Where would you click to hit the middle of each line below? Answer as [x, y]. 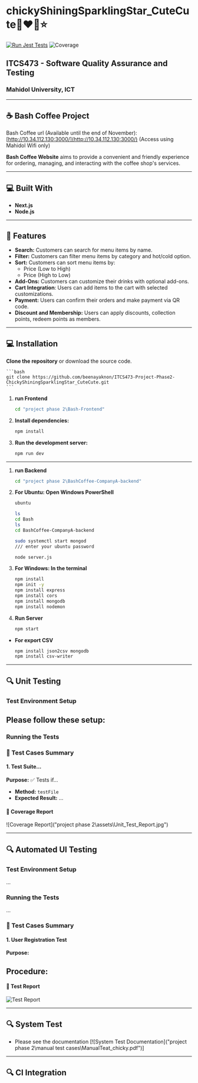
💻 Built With [29, 188]
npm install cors [36, 596]
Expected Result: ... [39, 798]
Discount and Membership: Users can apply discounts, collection [95, 313]
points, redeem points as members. [58, 319]
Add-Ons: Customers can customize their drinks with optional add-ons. [102, 281]
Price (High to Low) [47, 275]
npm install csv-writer [44, 656]
